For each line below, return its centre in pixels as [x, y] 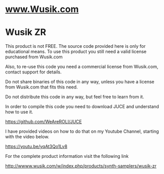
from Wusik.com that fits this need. [42, 87]
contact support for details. [33, 72]
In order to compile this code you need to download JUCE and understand [82, 107]
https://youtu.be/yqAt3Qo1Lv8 [36, 146]
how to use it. [19, 112]
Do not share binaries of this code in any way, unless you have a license [80, 82]
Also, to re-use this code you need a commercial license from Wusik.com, [82, 67]
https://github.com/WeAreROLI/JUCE [44, 122]
